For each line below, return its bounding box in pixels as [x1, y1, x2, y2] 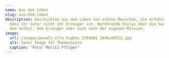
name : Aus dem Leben [5, 7, 49, 13]
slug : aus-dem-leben [5, 12, 49, 17]
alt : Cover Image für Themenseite [10, 40, 82, 45]
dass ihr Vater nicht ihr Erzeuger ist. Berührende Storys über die [10, 21, 156, 27]
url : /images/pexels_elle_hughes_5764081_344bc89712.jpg [10, 36, 132, 41]
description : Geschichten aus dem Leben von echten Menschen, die [5, 17, 147, 22]
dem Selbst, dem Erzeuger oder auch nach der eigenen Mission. [10, 26, 145, 31]
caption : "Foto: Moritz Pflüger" [10, 45, 80, 50]
